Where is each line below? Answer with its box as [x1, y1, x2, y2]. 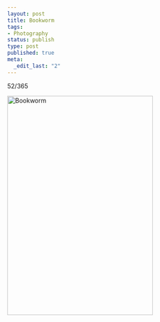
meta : [7, 56, 23, 63]
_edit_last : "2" [13, 62, 61, 69]
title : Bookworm [7, 17, 54, 24]
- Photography [7, 29, 49, 37]
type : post [7, 43, 39, 50]
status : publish [7, 36, 54, 43]
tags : [7, 23, 23, 30]
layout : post [7, 10, 45, 18]
